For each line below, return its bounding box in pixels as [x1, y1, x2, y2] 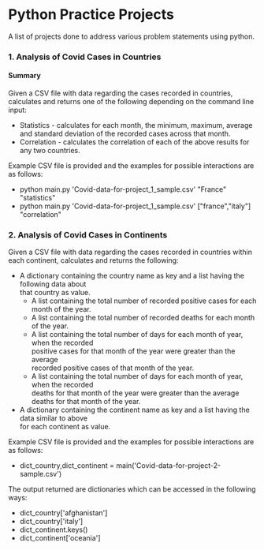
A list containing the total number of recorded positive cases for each [31, 296, 257, 305]
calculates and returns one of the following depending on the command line [8, 97, 255, 107]
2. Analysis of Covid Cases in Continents [8, 229, 168, 240]
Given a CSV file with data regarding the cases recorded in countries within [8, 247, 252, 257]
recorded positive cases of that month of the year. [31, 363, 195, 372]
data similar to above [19, 413, 88, 423]
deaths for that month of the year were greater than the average [31, 388, 240, 398]
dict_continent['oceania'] [19, 533, 101, 543]
